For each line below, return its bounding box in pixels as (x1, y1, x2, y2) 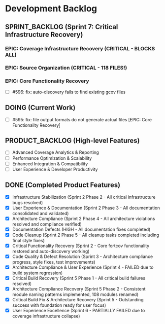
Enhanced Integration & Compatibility (12, 161, 88, 167)
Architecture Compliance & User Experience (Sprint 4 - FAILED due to (12, 264, 154, 270)
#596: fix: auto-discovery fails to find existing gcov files (12, 89, 126, 95)
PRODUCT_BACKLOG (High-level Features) (5, 137, 140, 145)
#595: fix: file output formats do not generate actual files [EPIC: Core (12, 116, 152, 122)
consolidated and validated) (12, 210, 69, 216)
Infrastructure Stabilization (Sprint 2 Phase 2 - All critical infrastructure (12, 194, 156, 200)
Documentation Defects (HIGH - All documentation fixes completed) (12, 226, 151, 232)
